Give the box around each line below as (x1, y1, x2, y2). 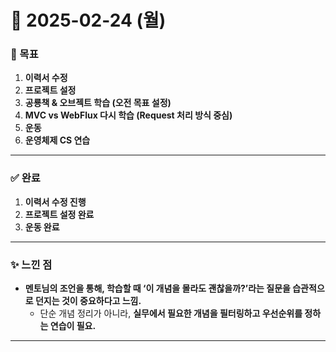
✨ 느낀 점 (10, 257, 53, 271)
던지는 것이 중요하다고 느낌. (34, 295, 142, 307)
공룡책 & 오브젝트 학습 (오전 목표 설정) (24, 97, 172, 109)
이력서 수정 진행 (24, 196, 87, 208)
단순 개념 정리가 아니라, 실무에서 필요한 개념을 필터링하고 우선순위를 (39, 307, 303, 320)
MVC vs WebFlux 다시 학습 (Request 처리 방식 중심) (24, 109, 233, 121)
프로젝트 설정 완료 (24, 208, 95, 220)
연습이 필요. (49, 320, 97, 332)
